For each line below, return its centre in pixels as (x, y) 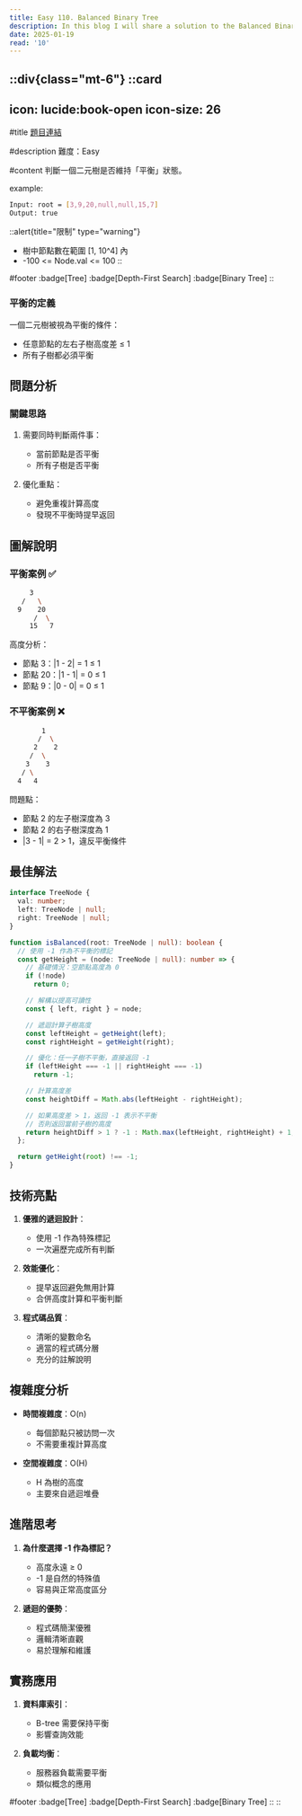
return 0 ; (51, 985)
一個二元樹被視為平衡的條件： (64, 324)
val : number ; (42, 901)
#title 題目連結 (36, 132)
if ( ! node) (46, 976)
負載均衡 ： (42, 1754)
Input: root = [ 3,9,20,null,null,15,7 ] (84, 205)
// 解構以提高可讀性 (58, 1001)
